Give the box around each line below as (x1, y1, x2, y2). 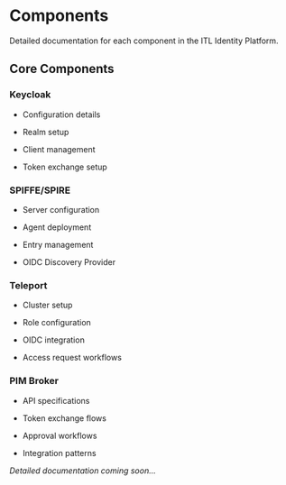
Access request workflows (22, 352, 122, 363)
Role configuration (22, 317, 92, 328)
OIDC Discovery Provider (22, 256, 115, 267)
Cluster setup (22, 299, 73, 311)
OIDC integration (22, 334, 86, 345)
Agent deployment (22, 222, 92, 233)
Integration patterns (22, 447, 97, 458)
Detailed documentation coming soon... (9, 465, 156, 476)
